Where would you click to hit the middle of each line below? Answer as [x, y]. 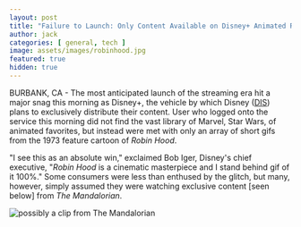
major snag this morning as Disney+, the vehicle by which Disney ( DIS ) [140, 102]
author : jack [34, 34]
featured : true [38, 59]
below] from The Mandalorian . [66, 195]
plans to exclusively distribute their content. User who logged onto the [139, 112]
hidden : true [34, 68]
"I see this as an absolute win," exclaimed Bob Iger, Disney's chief [131, 157]
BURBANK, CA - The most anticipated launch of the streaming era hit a [140, 92]
